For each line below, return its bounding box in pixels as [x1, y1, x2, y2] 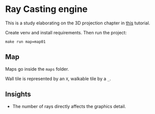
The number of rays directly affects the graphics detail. [12, 103, 126, 109]
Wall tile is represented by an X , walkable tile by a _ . [5, 76, 111, 82]
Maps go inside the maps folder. [5, 66, 69, 72]
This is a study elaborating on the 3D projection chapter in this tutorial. [5, 20, 150, 26]
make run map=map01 [5, 39, 46, 44]
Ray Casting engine [5, 3, 88, 15]
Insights [5, 90, 31, 99]
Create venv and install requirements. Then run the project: [5, 29, 127, 35]
